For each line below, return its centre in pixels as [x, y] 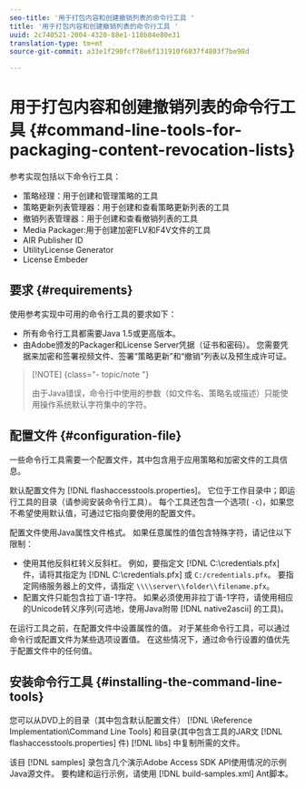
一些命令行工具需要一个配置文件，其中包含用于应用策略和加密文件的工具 [144, 460]
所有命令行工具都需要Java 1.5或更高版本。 [101, 333]
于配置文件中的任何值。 [53, 651]
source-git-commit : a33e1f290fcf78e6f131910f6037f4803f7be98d [129, 52]
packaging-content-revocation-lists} [152, 150]
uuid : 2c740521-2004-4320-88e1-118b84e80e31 [95, 35]
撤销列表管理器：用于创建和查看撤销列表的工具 [110, 218]
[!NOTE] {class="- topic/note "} [90, 374]
